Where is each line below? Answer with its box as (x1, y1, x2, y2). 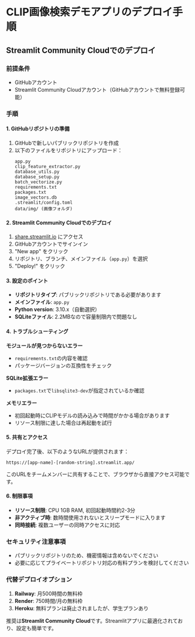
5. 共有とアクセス (6, 434, 48, 441)
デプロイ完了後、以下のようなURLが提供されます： (6, 448, 129, 455)
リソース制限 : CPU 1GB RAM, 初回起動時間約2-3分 (14, 507, 136, 514)
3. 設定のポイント (6, 277, 49, 284)
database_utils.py (14, 169, 60, 175)
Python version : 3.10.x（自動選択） (14, 306, 101, 313)
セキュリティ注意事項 (6, 537, 66, 545)
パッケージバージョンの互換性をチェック (14, 362, 112, 369)
